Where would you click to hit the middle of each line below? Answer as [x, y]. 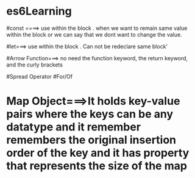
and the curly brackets [34, 65]
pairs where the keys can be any [90, 114]
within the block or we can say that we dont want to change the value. [94, 34]
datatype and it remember [74, 127]
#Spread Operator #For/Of [40, 76]
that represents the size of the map [97, 166]
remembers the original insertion [91, 140]
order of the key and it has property [98, 153]
